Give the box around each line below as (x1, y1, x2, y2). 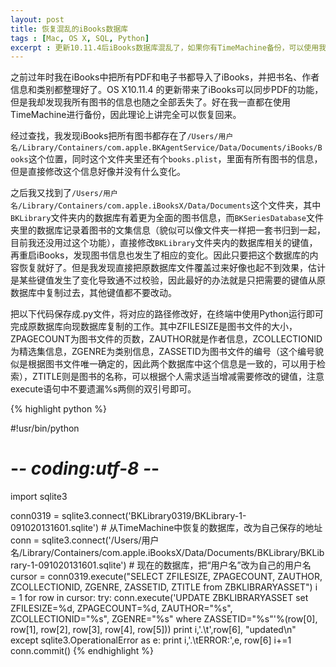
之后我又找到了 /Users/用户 (10, 187, 118, 199)
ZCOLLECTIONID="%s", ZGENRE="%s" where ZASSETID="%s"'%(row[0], (10, 613, 318, 625)
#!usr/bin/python (10, 422, 80, 435)
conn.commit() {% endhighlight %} (10, 645, 155, 657)
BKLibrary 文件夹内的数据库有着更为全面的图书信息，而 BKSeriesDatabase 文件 (10, 212, 324, 224)
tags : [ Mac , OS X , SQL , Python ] (10, 33, 150, 43)
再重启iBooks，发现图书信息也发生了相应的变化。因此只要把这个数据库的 (10, 249, 310, 261)
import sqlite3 (10, 491, 68, 503)
